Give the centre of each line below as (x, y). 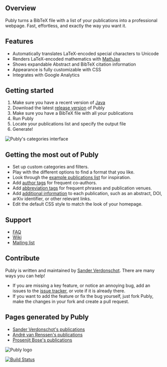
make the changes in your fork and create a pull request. (71, 301)
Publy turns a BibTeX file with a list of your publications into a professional (81, 20)
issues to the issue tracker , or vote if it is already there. (69, 291)
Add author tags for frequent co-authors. (55, 183)
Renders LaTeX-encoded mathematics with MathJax (66, 59)
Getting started (29, 90)
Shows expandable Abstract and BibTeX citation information (74, 64)
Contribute (22, 258)
